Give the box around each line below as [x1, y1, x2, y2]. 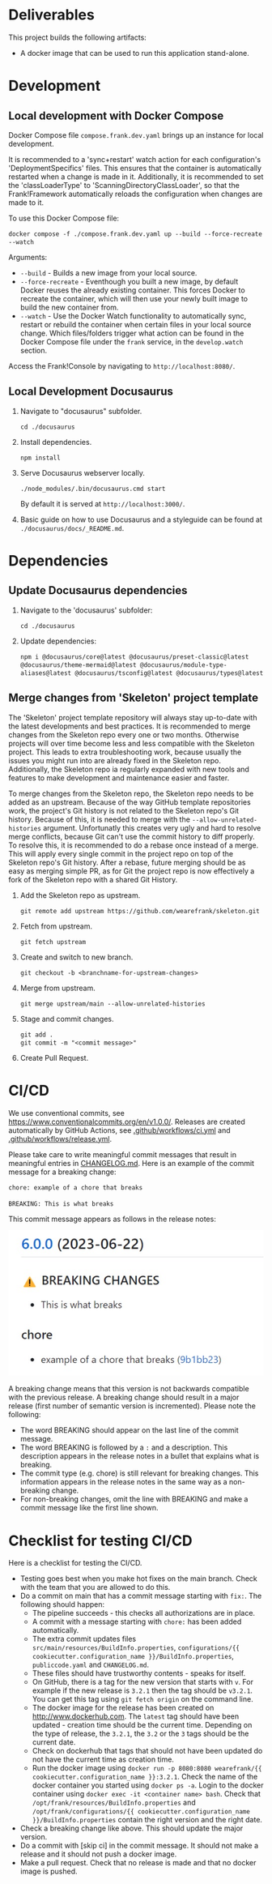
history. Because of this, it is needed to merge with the [8, 814, 190, 824]
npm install [19, 454, 61, 462]
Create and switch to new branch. [19, 952, 134, 962]
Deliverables [8, 6, 95, 24]
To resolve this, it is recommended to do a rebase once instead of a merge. [8, 840, 259, 850]
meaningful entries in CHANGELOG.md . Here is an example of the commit [8, 1158, 255, 1168]
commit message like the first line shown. [19, 1503, 159, 1513]
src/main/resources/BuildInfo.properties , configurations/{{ [32, 1643, 240, 1652]
